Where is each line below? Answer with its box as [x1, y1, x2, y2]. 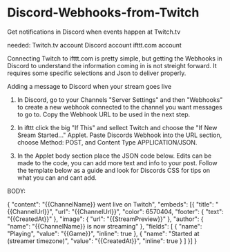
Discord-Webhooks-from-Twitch [7, 5, 200, 21]
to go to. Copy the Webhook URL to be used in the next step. [17, 110, 191, 118]
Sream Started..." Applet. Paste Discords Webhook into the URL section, [17, 131, 222, 139]
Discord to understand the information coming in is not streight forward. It [7, 61, 218, 70]
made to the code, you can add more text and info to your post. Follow [17, 158, 218, 167]
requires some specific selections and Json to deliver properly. [7, 69, 186, 77]
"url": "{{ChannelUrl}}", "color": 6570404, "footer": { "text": [55, 207, 224, 216]
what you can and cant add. [17, 174, 97, 182]
